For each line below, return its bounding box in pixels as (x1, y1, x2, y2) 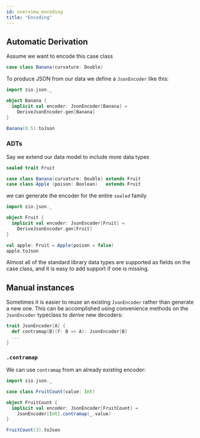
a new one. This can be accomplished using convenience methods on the (6, 305, 189, 312)
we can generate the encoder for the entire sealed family (6, 192, 147, 199)
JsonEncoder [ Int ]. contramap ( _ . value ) (17, 410, 112, 417)
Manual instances (6, 282, 74, 292)
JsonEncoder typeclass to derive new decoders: (6, 311, 123, 319)
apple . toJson (6, 248, 39, 254)
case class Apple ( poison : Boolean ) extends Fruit (6, 181, 141, 187)
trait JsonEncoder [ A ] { (6, 323, 66, 329)
